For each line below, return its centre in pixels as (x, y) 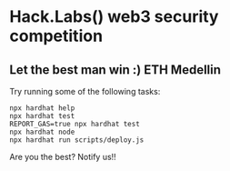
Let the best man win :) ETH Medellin (115, 70)
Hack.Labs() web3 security (114, 17)
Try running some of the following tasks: (85, 91)
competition (56, 36)
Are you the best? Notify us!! (63, 157)
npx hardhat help (42, 108)
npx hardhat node (42, 132)
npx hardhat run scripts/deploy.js (77, 140)
